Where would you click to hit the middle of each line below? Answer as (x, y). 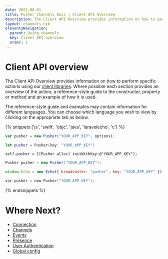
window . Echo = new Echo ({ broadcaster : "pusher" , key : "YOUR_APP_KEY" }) (84, 172)
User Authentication (33, 246)
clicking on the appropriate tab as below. (47, 117)
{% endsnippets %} (25, 190)
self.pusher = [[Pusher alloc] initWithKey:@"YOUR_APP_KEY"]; (71, 154)
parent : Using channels (34, 33)
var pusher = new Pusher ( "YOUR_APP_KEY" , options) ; (60, 136)
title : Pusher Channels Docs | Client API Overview (60, 14)
